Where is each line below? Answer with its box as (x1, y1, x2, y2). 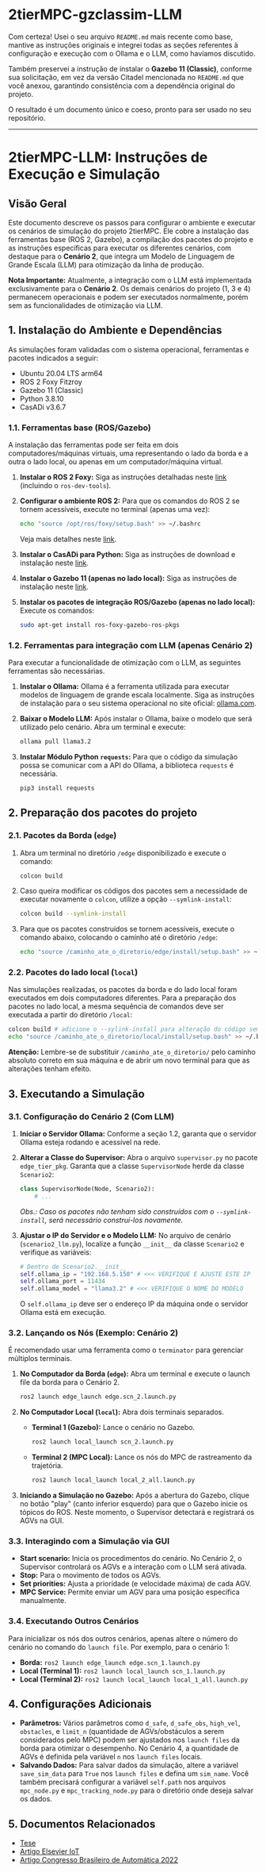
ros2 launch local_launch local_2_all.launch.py (31, 1476, 196, 1485)
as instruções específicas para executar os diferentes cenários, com (8, 243, 232, 252)
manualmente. (19, 1596, 67, 1605)
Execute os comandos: (19, 605, 95, 615)
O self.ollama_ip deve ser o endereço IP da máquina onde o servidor (19, 1299, 249, 1309)
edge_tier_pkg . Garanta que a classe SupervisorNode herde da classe (19, 1161, 245, 1170)
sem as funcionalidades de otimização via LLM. (8, 300, 164, 310)
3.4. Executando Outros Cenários (8, 1616, 139, 1627)
